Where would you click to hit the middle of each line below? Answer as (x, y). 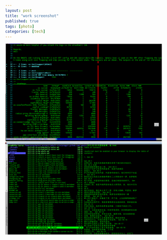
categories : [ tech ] (25, 32)
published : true (22, 21)
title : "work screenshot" (32, 16)
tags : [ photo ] (20, 26)
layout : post (19, 10)
